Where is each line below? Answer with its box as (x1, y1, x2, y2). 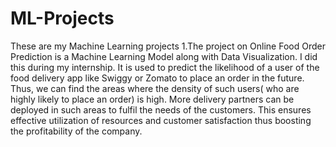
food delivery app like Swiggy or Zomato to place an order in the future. (10, 72, 305, 84)
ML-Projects (10, 7, 115, 30)
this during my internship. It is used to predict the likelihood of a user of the (10, 61, 320, 73)
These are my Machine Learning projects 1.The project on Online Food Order (10, 40, 326, 52)
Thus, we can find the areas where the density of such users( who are (10, 82, 300, 94)
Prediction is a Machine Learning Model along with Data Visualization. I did (10, 50, 318, 62)
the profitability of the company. (10, 125, 143, 137)
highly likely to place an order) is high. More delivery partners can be (10, 93, 295, 105)
